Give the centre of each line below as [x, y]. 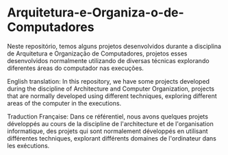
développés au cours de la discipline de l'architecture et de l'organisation [110, 123]
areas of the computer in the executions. [64, 103]
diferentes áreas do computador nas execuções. [75, 68]
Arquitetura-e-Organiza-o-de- [96, 13]
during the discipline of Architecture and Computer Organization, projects [111, 88]
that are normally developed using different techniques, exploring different [112, 96]
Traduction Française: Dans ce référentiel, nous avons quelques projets [108, 116]
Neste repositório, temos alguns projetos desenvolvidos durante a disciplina [114, 46]
